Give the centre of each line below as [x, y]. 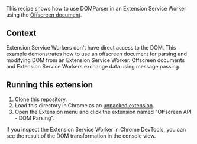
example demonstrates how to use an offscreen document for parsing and [97, 54]
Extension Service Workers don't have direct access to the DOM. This [91, 47]
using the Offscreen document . [44, 15]
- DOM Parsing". [35, 118]
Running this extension [50, 85]
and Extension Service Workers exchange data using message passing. [93, 66]
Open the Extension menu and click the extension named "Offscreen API [103, 112]
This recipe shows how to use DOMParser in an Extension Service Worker [96, 9]
